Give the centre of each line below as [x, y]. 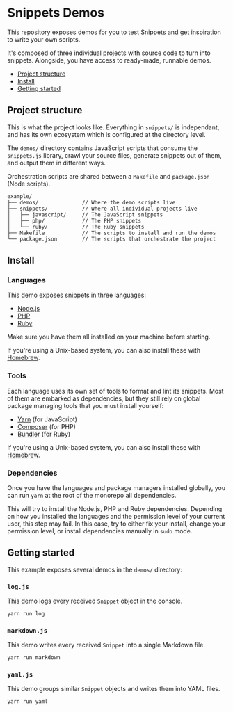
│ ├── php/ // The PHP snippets [74, 220]
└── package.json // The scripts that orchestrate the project [112, 239]
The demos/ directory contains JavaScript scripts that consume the [103, 148]
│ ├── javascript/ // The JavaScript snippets [85, 215]
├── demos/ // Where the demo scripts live [91, 202]
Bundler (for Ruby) [44, 434]
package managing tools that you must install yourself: [86, 405]
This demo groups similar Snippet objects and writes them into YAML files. [114, 689]
